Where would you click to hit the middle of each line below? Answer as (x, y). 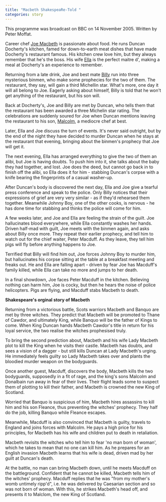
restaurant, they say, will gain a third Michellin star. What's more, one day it (82, 85)
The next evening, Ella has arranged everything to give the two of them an (81, 156)
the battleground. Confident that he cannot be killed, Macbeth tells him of (80, 473)
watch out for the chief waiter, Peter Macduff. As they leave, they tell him (80, 239)
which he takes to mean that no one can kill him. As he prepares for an (77, 447)
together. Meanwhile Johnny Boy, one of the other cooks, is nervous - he (80, 203)
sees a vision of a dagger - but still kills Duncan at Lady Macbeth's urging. (81, 351)
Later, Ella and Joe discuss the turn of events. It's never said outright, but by (83, 130)
